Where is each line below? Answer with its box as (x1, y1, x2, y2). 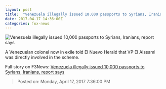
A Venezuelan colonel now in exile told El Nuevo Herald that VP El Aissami (5, 49, 156, 55)
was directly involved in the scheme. (5, 55, 80, 60)
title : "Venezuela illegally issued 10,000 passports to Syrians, (5, 12, 147, 17)
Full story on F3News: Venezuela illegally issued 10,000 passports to (5, 64, 145, 70)
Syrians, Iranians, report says (5, 69, 65, 75)
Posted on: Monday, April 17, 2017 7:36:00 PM (17, 79, 111, 85)
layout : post (5, 7, 32, 12)
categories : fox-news (5, 21, 50, 26)
